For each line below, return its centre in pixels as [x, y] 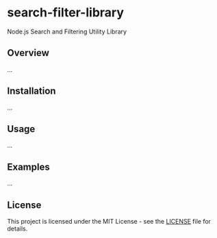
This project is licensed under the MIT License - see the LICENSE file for [109, 221]
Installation [31, 91]
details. [17, 228]
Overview [28, 53]
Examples [28, 167]
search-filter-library [66, 13]
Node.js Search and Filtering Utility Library [67, 31]
